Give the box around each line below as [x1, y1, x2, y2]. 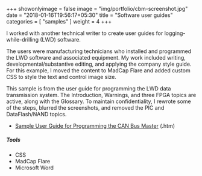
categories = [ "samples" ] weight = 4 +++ [6, 18, 112, 25]
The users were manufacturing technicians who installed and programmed [6, 48, 192, 55]
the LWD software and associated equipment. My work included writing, [6, 54, 186, 61]
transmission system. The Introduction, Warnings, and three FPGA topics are [6, 92, 197, 98]
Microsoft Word [14, 164, 54, 171]
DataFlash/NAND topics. [6, 111, 67, 118]
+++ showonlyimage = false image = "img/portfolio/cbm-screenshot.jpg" [6, 5, 188, 12]
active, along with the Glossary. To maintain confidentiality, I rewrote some [6, 98, 191, 105]
